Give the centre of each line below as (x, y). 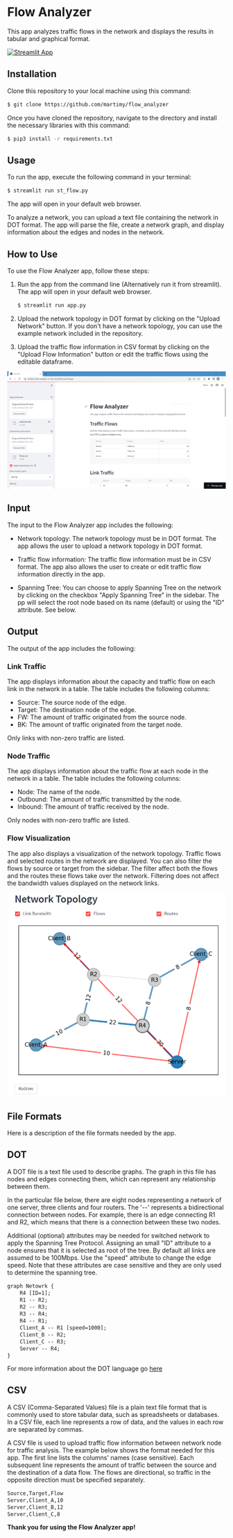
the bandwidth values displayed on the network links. (83, 883)
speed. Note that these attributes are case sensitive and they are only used (114, 1265)
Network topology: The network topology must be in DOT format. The (117, 538)
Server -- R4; (40, 1349)
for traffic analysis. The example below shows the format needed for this (111, 1450)
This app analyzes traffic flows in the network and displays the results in (110, 31)
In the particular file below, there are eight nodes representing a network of (114, 1199)
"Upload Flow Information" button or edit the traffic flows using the (113, 354)
